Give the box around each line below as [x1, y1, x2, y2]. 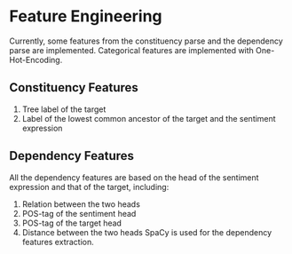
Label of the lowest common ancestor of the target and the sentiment [21, 113, 277, 123]
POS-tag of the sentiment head [21, 208, 137, 218]
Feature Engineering [9, 6, 162, 27]
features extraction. [21, 236, 95, 247]
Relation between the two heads [21, 198, 140, 210]
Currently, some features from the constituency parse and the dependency [9, 36, 284, 46]
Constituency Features [9, 80, 139, 95]
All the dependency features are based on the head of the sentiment [9, 171, 259, 183]
